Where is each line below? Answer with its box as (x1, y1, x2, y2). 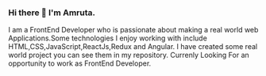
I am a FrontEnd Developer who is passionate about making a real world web (8, 25, 259, 35)
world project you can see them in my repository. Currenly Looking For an (8, 51, 250, 60)
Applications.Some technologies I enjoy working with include (8, 33, 208, 43)
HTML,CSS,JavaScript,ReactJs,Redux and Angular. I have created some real (8, 42, 258, 51)
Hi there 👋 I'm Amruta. (8, 7, 95, 18)
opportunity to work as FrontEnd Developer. (8, 59, 152, 68)
